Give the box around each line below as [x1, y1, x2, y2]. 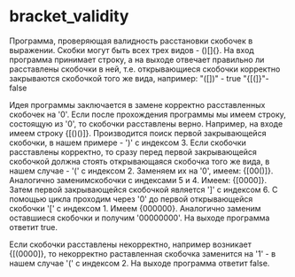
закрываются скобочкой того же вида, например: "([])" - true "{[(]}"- [9, 73, 270, 83]
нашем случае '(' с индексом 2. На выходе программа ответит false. [9, 258, 270, 268]
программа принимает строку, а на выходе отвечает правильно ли [9, 54, 265, 65]
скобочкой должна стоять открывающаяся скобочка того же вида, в [9, 156, 270, 166]
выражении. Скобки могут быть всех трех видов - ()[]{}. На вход [9, 44, 254, 55]
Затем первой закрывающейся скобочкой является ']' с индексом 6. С [9, 184, 278, 195]
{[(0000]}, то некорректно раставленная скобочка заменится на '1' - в [9, 248, 276, 258]
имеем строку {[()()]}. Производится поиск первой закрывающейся [9, 127, 267, 138]
